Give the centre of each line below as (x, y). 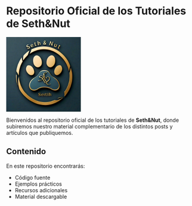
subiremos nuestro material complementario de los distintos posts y (89, 126)
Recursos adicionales (41, 190)
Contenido (26, 151)
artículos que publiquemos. (40, 133)
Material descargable (41, 196)
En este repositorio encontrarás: (46, 166)
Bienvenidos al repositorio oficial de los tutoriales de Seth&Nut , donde (93, 120)
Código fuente (32, 177)
